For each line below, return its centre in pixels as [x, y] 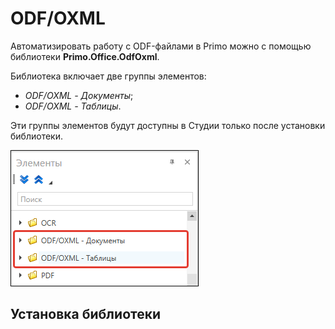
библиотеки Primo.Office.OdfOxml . [85, 56]
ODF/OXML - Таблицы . [73, 106]
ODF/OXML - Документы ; [79, 95]
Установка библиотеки [86, 314]
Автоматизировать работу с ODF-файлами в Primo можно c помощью [161, 46]
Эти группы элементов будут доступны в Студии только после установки [168, 125]
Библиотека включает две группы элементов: [108, 76]
